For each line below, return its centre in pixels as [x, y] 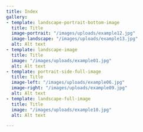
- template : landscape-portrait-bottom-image [63, 22]
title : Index [22, 11]
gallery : [17, 17]
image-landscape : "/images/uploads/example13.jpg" [75, 39]
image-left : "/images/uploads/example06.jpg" [68, 83]
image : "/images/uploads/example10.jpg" [61, 110]
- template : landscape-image [42, 50]
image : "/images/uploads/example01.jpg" [61, 60]
